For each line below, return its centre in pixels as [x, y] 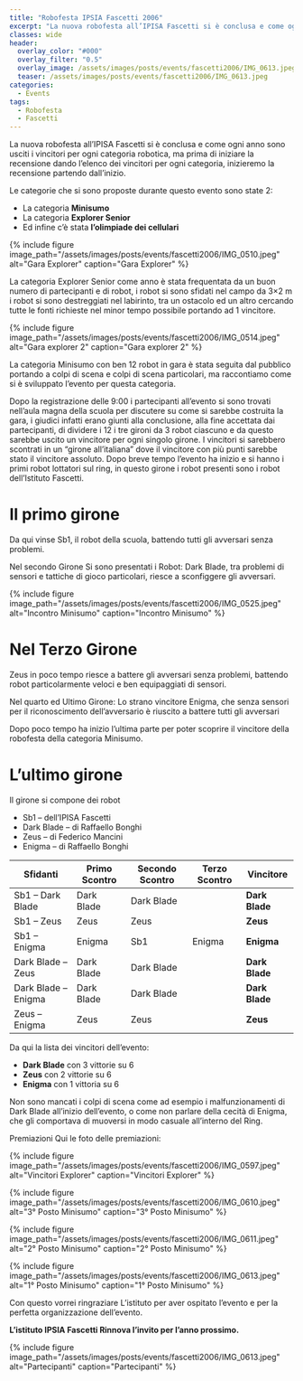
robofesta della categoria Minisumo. [76, 738]
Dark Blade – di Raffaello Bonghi [82, 827]
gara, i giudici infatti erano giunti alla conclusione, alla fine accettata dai [142, 420]
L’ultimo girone [66, 775]
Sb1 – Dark [37, 895]
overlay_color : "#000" [60, 52]
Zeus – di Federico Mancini [73, 836]
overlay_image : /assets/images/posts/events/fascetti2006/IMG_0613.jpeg [157, 69]
